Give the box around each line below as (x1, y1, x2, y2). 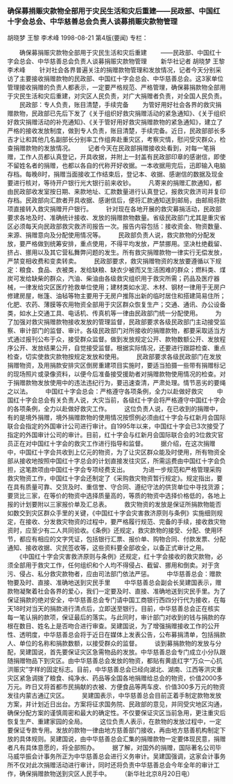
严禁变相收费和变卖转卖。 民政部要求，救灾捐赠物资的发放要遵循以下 (7, 257, 216, 266)
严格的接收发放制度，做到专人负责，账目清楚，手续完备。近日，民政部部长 (7, 126, 220, 135)
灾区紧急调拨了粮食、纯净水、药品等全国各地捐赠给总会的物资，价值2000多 (7, 674, 223, 683)
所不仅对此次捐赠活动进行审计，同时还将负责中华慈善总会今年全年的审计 (7, 761, 214, 769)
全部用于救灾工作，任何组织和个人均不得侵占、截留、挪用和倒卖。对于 (12, 561, 214, 569)
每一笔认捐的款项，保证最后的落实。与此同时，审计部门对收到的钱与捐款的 (7, 613, 220, 621)
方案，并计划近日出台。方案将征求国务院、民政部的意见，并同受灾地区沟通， (7, 700, 226, 708)
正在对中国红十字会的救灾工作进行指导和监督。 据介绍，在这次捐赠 (12, 439, 216, 448)
